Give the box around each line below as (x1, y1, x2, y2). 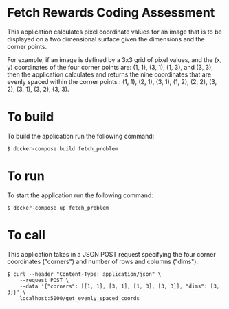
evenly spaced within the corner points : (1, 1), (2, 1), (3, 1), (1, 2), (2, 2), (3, (7, 77, 217, 86)
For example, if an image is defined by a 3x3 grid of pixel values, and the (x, (7, 55, 222, 63)
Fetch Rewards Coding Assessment (7, 5, 215, 21)
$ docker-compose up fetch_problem (7, 204, 109, 211)
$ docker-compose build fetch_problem (7, 145, 118, 152)
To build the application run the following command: (7, 132, 155, 140)
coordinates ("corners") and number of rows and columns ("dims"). (7, 257, 198, 266)
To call (7, 228, 46, 243)
